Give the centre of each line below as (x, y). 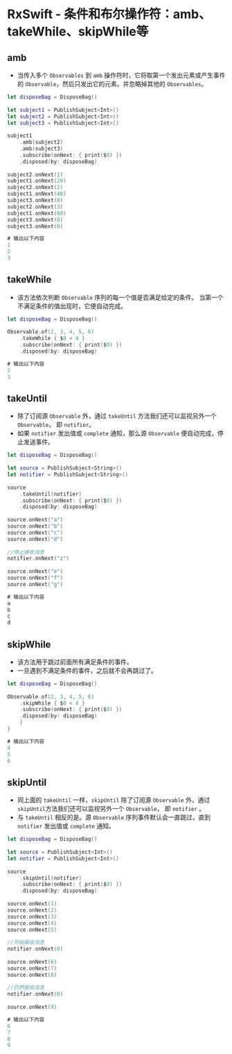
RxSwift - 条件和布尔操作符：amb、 (109, 14)
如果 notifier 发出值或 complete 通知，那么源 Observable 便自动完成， (117, 433)
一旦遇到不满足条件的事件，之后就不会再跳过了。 (87, 670)
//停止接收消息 (26, 552)
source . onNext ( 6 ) (32, 962)
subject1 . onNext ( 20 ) (37, 181)
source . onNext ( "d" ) (35, 539)
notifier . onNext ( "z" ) (38, 559)
